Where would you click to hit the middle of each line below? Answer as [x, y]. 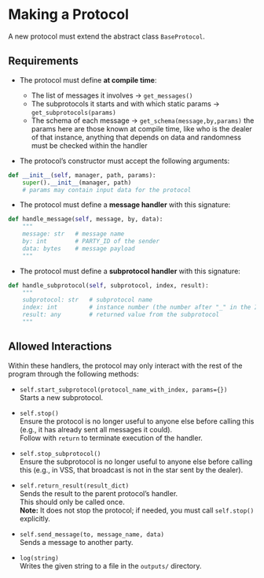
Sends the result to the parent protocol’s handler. [99, 493]
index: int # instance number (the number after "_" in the [137, 308]
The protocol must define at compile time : [88, 80]
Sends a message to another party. [76, 542]
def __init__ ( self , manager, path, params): [82, 175]
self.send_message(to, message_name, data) [92, 534]
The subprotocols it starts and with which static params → [125, 103]
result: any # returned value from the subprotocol [121, 315]
